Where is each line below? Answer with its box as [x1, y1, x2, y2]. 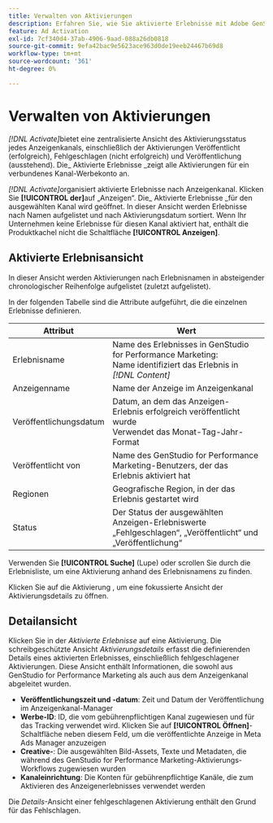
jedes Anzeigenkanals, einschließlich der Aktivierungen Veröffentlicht [8, 142, 241, 152]
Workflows [19, 764, 57, 773]
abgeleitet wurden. [8, 679, 71, 689]
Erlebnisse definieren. [8, 306, 82, 316]
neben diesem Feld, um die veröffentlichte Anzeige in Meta [63, 729, 262, 739]
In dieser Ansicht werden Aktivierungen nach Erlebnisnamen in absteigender [8, 272, 265, 282]
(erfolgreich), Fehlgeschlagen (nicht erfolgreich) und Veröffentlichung [8, 151, 242, 161]
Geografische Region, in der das [112, 483, 236, 494]
